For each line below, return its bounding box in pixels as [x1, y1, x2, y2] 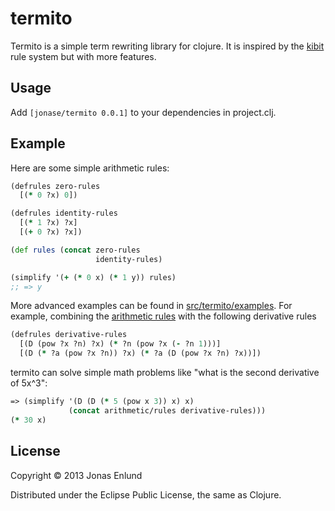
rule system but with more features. [10, 50, 157, 62]
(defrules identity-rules [10, 208, 118, 219]
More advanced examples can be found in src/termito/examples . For [10, 300, 293, 312]
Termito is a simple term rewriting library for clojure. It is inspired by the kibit [10, 40, 325, 52]
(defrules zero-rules [10, 181, 101, 191]
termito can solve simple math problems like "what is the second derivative [10, 367, 320, 379]
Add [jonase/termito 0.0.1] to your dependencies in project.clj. [10, 106, 277, 118]
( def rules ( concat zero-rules [10, 245, 141, 255]
